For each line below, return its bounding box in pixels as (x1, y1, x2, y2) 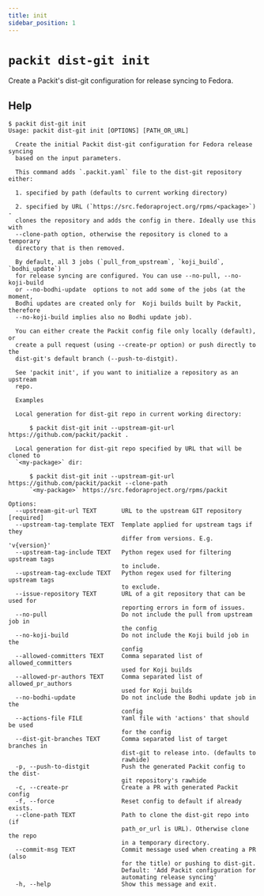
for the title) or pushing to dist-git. (121, 860, 257, 868)
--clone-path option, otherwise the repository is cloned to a (15, 231, 228, 239)
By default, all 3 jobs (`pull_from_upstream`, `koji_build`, (15, 258, 224, 266)
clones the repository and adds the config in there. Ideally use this (15, 216, 257, 225)
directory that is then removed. (15, 244, 126, 253)
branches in (8, 742, 47, 751)
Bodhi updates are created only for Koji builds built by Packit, (15, 299, 243, 308)
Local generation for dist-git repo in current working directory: (15, 410, 243, 419)
